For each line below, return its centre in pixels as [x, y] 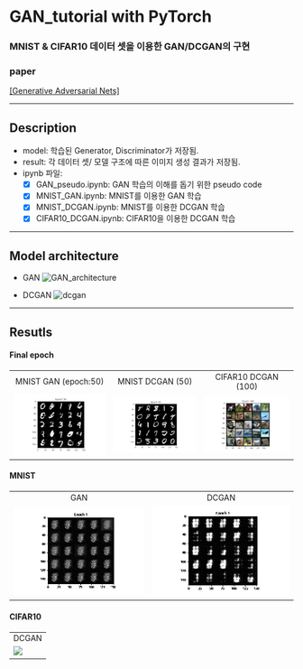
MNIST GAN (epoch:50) [60, 382]
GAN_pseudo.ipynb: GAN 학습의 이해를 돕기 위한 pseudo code [149, 185]
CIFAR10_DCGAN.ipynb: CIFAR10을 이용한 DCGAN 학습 [136, 218]
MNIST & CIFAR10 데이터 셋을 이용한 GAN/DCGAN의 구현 [130, 47]
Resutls [31, 332]
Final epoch [32, 355]
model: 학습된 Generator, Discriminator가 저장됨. [110, 151]
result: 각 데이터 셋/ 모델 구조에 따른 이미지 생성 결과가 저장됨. [131, 162]
